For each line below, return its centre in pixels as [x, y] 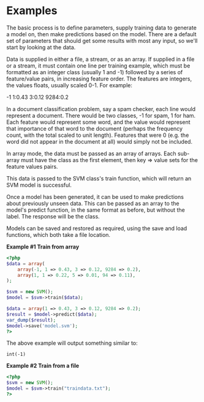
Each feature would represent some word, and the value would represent [99, 122]
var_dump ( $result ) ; [31, 320]
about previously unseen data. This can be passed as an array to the [93, 203]
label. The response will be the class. [53, 216]
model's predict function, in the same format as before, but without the [96, 210]
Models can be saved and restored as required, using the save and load [97, 228]
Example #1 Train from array [43, 247]
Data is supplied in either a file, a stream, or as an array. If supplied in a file [100, 59]
